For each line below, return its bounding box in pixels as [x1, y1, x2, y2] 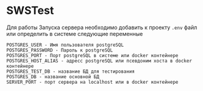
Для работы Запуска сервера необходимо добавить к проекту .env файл [6, 24, 198, 31]
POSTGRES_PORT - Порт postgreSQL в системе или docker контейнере [6, 52, 179, 58]
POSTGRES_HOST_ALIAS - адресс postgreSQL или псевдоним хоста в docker [6, 58, 192, 64]
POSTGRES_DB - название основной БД [6, 73, 99, 79]
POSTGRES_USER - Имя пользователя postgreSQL [6, 42, 124, 48]
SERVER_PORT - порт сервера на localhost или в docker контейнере [6, 79, 179, 85]
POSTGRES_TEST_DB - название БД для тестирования [6, 68, 135, 75]
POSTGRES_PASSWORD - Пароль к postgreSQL [6, 47, 113, 53]
